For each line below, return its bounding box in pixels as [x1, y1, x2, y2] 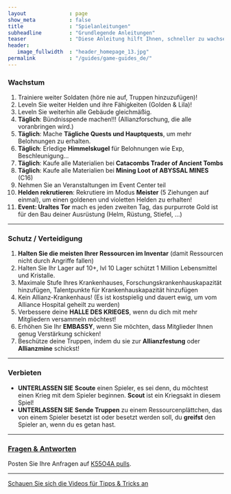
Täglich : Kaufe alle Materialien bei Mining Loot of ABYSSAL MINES [17, 167, 209, 175]
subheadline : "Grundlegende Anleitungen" [8, 29, 156, 36]
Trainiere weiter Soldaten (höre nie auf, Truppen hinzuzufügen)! [17, 94, 198, 102]
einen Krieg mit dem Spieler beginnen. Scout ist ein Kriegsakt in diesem [17, 391, 221, 399]
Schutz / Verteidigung [8, 233, 83, 243]
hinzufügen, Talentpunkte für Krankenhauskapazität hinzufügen [17, 286, 198, 294]
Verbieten [8, 368, 42, 378]
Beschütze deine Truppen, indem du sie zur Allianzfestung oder [17, 337, 201, 345]
